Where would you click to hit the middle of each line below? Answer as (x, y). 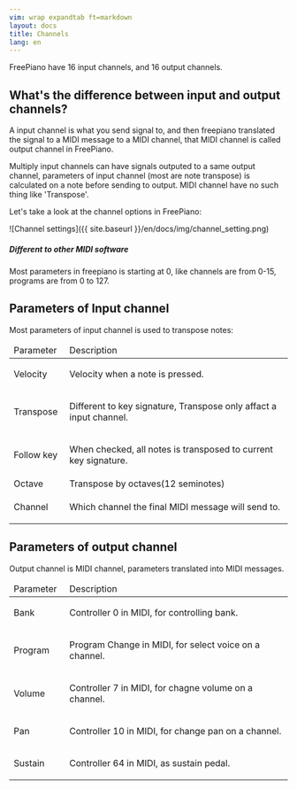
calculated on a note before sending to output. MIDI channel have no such (144, 185)
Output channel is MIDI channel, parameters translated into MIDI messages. (147, 569)
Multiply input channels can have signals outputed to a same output (133, 167)
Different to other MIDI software (69, 249)
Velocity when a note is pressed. (137, 374)
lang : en (25, 42)
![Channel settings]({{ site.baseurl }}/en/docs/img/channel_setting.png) (139, 229)
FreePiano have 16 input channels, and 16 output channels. (116, 67)
